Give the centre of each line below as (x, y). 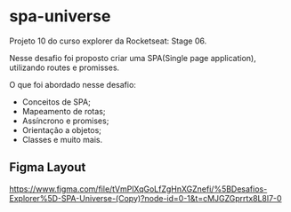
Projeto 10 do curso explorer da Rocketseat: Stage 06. (108, 41)
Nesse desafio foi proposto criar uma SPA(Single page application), (133, 58)
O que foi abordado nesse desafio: (73, 84)
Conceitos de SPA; (56, 102)
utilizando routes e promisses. (65, 67)
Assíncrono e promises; (65, 121)
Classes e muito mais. (62, 139)
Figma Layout (48, 167)
